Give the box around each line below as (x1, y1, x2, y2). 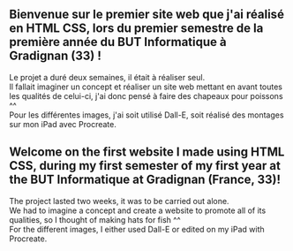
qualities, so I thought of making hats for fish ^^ (9, 214, 181, 224)
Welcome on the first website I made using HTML (9, 145, 285, 160)
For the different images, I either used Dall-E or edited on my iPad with (9, 224, 265, 234)
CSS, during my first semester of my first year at (9, 158, 281, 173)
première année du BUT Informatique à (9, 34, 227, 49)
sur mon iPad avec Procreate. (9, 118, 117, 129)
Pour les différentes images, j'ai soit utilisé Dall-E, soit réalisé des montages (9, 110, 284, 120)
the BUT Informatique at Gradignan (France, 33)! (9, 172, 281, 187)
